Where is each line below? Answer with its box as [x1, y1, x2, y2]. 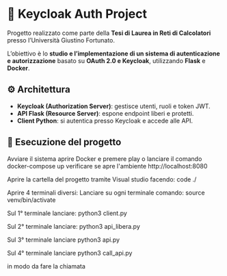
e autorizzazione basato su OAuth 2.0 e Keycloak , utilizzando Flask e [7, 56, 206, 64]
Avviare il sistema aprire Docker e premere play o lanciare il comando [7, 154, 202, 163]
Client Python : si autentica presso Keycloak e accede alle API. [16, 116, 193, 125]
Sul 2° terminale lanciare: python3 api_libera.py [7, 222, 140, 230]
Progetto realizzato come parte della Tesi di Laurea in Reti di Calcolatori [7, 29, 211, 37]
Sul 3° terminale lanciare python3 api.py [7, 236, 120, 244]
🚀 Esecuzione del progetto [7, 136, 122, 148]
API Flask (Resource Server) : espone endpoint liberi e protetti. [16, 109, 194, 117]
